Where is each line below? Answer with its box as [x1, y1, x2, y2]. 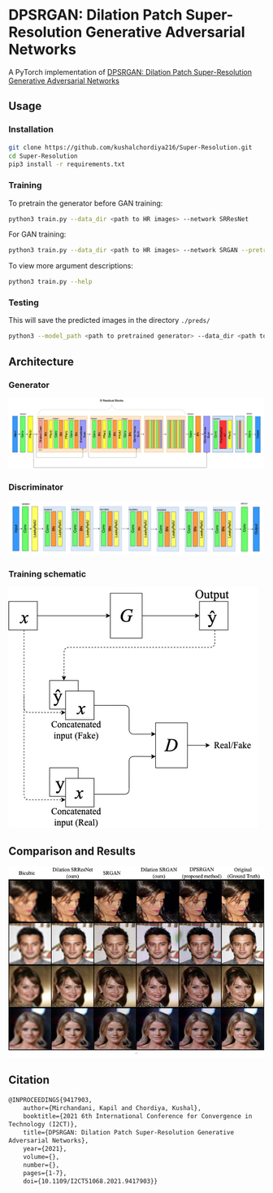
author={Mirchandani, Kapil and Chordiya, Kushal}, [23, 1104, 201, 1112]
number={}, [23, 1160, 60, 1169]
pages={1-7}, [23, 1169, 67, 1177]
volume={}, [23, 1152, 60, 1160]
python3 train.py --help [8, 278, 93, 286]
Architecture [8, 355, 75, 368]
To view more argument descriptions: [8, 261, 134, 271]
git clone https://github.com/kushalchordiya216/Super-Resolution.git [8, 143, 253, 151]
